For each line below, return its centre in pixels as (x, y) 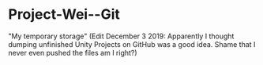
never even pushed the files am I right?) (73, 52)
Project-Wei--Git (64, 14)
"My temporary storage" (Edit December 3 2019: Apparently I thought (121, 36)
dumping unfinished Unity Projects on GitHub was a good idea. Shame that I (132, 44)
